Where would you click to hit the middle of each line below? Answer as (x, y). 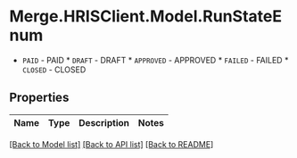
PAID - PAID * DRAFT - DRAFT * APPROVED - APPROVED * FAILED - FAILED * (155, 60)
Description (104, 122)
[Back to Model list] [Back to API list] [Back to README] (111, 144)
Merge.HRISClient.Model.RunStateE (146, 17)
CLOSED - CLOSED (54, 70)
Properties (39, 98)
